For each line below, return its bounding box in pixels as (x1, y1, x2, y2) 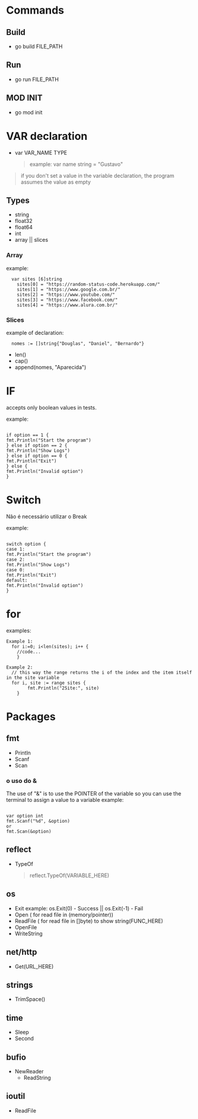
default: (6, 577, 28, 583)
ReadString (23, 1074, 52, 1081)
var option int (6, 813, 44, 819)
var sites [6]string (11, 276, 62, 282)
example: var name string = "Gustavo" (29, 161, 123, 168)
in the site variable (6, 674, 60, 680)
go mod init (14, 108, 43, 116)
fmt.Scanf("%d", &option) (6, 819, 70, 824)
